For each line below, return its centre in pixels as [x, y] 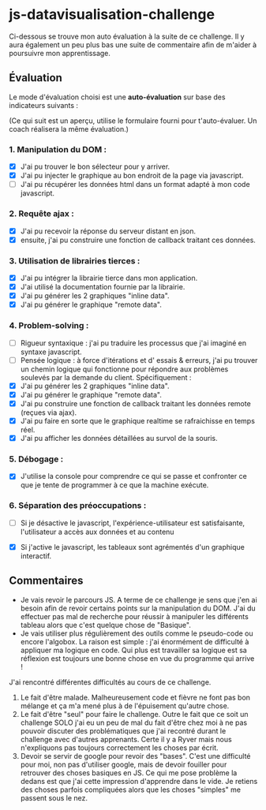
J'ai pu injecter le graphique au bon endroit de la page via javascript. [132, 176]
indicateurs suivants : [43, 105]
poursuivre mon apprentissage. [60, 53]
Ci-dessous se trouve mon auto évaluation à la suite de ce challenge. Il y [127, 36]
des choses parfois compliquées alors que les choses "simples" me [131, 789]
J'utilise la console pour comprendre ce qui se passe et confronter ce [133, 476]
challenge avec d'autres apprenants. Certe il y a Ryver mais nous [126, 739]
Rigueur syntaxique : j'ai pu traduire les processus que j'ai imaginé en [133, 343]
